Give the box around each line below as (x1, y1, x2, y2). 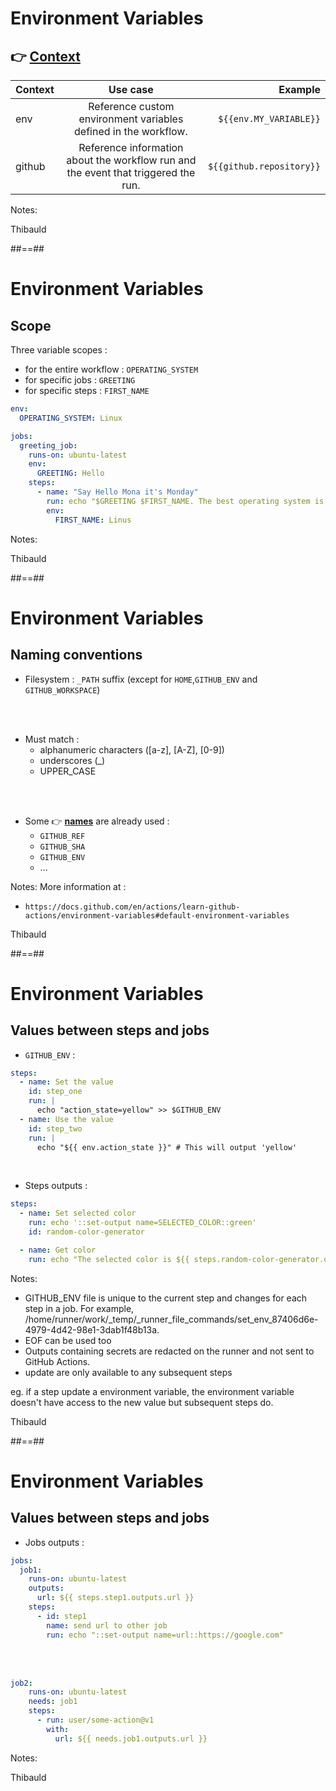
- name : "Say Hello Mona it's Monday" (36, 487, 199, 497)
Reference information (78, 141, 184, 154)
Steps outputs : (24, 1180, 88, 1192)
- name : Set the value (19, 1077, 114, 1087)
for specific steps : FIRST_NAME (24, 385, 150, 396)
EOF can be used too (24, 1334, 112, 1346)
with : (46, 1724, 70, 1734)
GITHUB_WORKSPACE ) (24, 683, 101, 696)
